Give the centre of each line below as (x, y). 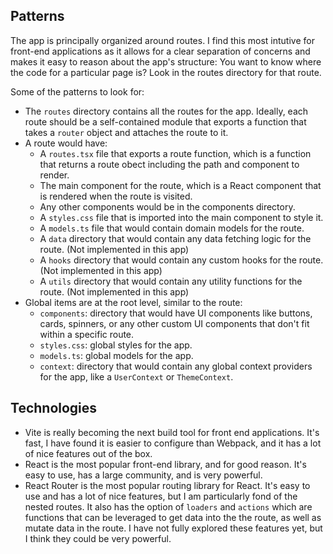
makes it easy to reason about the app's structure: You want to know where (166, 61)
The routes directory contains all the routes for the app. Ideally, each (166, 111)
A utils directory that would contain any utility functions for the (171, 281)
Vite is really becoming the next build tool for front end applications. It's (172, 432)
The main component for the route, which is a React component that (180, 185)
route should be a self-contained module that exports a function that (165, 121)
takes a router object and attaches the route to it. (126, 132)
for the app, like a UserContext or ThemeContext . (136, 376)
